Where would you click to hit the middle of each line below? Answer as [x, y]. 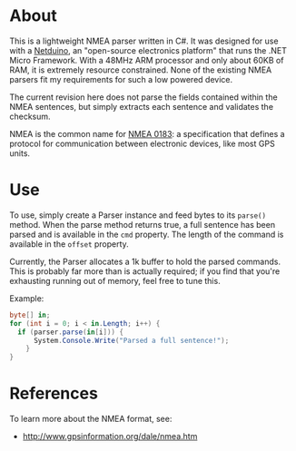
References [54, 393]
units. [20, 153]
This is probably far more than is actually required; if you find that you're [145, 271]
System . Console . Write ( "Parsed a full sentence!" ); [131, 340]
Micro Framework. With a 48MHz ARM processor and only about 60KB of [147, 60]
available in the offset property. [69, 244]
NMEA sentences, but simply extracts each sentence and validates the [142, 106]
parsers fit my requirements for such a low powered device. [121, 79]
